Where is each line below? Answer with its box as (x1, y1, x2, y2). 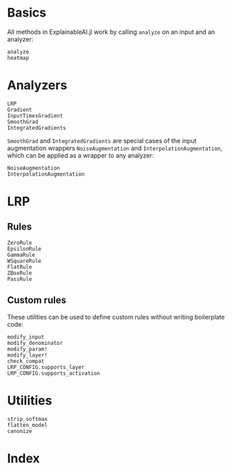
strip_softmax (7, 415, 48, 422)
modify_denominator (7, 339, 64, 346)
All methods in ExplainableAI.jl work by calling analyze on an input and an (7, 28, 215, 36)
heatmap (7, 54, 30, 62)
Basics (7, 5, 47, 21)
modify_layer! (7, 351, 48, 359)
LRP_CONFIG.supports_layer (7, 364, 85, 370)
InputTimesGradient (7, 112, 64, 119)
